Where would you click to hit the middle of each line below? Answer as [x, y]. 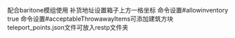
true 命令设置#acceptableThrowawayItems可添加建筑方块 [90, 19]
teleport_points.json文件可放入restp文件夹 [68, 27]
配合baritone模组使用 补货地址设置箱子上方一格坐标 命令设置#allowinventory [118, 10]
